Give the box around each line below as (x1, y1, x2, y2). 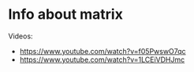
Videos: (8, 31, 33, 41)
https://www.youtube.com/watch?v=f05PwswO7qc (19, 46, 187, 56)
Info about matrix (8, 5, 124, 23)
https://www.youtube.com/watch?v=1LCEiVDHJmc (19, 55, 185, 64)
